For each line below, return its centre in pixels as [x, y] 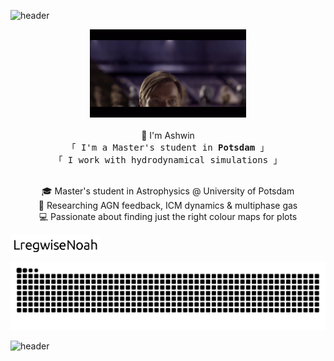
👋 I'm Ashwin [168, 135]
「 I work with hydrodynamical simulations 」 [168, 159]
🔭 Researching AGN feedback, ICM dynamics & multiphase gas [168, 205]
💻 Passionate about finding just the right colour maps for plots [168, 216]
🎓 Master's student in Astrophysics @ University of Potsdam [168, 191]
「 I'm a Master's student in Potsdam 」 [168, 147]
